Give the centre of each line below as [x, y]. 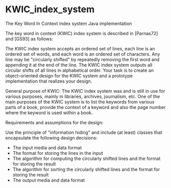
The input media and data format [47, 147]
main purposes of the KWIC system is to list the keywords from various [80, 102]
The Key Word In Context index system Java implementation [69, 23]
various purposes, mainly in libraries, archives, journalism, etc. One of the [83, 96]
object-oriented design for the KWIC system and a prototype [69, 75]
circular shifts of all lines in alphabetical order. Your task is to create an [80, 70]
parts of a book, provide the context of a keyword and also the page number [86, 107]
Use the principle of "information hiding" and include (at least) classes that [84, 132]
